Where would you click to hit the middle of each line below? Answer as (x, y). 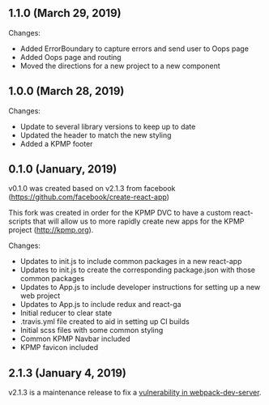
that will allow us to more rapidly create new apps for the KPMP (139, 221)
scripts (20, 221)
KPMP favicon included (59, 347)
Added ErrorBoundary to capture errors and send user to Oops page (134, 49)
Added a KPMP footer (56, 143)
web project (40, 296)
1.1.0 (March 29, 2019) (65, 13)
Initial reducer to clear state (66, 313)
